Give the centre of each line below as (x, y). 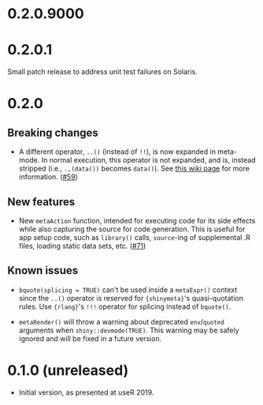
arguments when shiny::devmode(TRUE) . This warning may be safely (129, 330)
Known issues (43, 270)
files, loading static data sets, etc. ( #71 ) (82, 246)
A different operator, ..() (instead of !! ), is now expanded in (117, 152)
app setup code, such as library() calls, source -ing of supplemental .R (135, 237)
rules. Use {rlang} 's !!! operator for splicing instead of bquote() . (125, 306)
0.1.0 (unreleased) (68, 370)
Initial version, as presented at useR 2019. (86, 392)
